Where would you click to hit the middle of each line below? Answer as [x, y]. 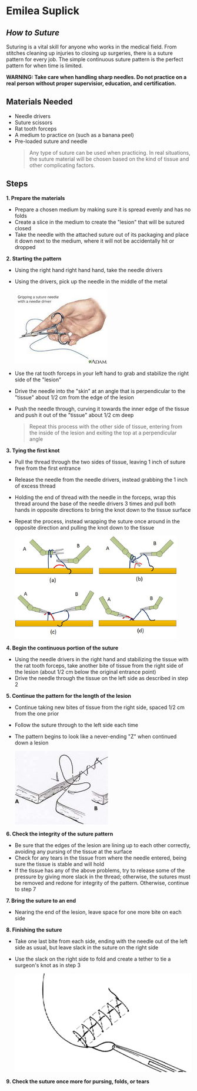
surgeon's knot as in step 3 [48, 965]
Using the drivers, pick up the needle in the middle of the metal [91, 281]
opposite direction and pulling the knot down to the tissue [84, 527]
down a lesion [31, 743]
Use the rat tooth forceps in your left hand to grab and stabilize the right [102, 373]
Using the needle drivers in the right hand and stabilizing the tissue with [101, 659]
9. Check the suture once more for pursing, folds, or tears [78, 1081]
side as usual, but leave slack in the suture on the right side [86, 947]
